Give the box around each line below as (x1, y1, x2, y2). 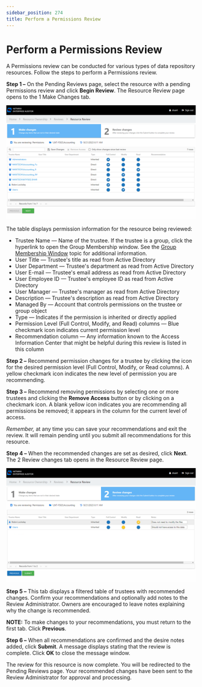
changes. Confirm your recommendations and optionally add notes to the (6, 594, 188, 601)
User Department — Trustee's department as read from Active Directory (14, 262, 194, 270)
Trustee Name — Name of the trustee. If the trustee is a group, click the (14, 236, 192, 244)
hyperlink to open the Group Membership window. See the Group (14, 243, 177, 250)
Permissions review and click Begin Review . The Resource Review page (6, 87, 185, 94)
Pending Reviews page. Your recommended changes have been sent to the (6, 667, 193, 674)
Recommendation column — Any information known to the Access (14, 333, 180, 340)
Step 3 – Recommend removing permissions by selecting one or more (6, 388, 179, 395)
